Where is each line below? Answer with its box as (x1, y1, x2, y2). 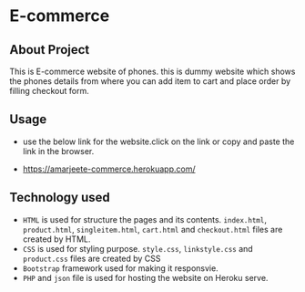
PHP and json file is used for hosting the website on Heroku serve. (22, 272, 269, 283)
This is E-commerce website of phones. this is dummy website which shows (9, 66, 296, 77)
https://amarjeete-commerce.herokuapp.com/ (22, 163, 196, 174)
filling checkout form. (9, 86, 89, 96)
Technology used (9, 190, 111, 205)
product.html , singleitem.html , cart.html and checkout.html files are (22, 224, 283, 235)
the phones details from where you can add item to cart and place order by (9, 76, 291, 87)
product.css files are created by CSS (22, 253, 161, 264)
